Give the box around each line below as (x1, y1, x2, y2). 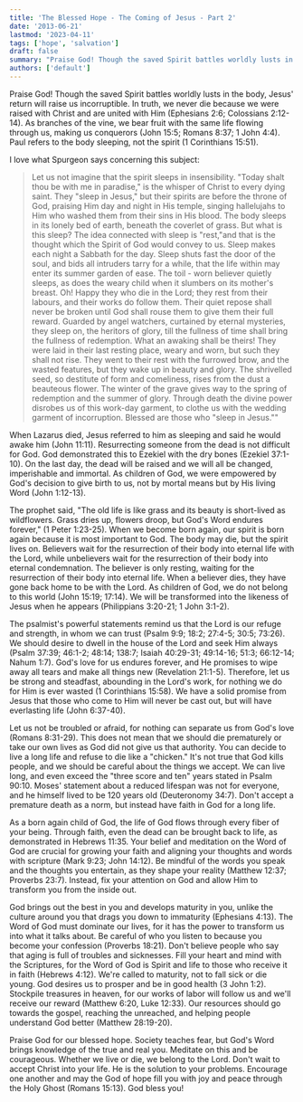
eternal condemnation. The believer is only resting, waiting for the (9, 562, 255, 573)
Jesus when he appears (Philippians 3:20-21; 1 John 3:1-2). (9, 601, 230, 612)
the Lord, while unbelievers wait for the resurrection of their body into (9, 553, 269, 564)
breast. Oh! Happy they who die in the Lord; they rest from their (31, 287, 269, 298)
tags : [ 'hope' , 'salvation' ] (9, 38, 119, 48)
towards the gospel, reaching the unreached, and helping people (9, 1007, 251, 1018)
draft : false (9, 47, 59, 56)
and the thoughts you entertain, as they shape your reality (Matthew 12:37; (9, 865, 287, 876)
